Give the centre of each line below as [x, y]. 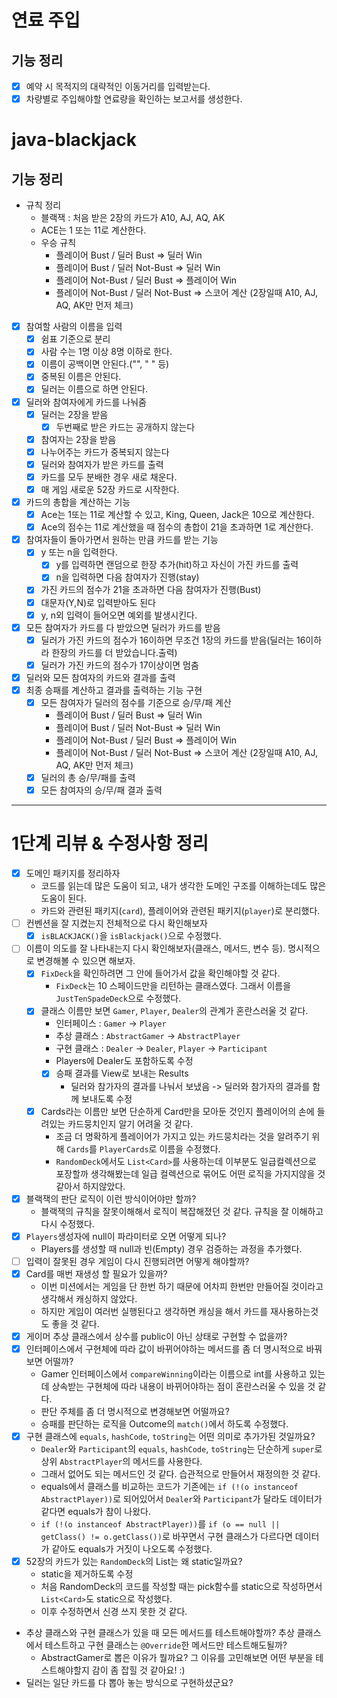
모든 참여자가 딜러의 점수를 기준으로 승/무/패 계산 [136, 702]
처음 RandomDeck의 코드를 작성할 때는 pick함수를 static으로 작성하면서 [181, 1587]
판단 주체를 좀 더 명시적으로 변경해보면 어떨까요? [135, 1411]
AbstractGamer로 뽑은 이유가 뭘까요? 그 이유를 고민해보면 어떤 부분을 [177, 1658]
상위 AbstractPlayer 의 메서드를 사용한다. [121, 1461]
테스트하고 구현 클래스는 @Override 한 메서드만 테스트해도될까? [166, 1645]
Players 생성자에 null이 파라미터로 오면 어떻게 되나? [126, 1236]
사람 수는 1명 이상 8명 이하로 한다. [106, 352]
